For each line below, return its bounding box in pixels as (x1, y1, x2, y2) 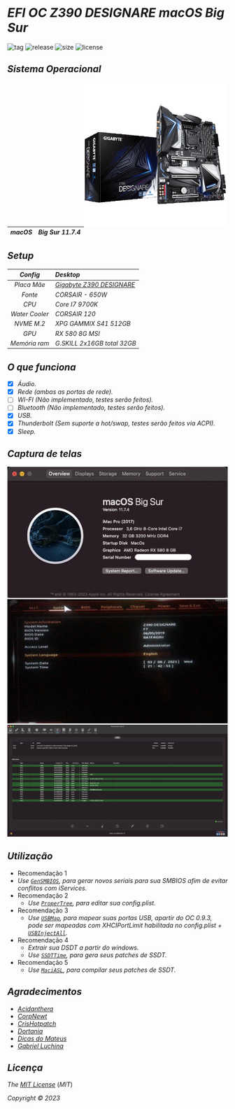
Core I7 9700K (55, 299, 99, 309)
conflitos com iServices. (17, 884, 87, 892)
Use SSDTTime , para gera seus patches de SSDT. (27, 950, 167, 959)
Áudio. (17, 380, 37, 388)
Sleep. (17, 427, 36, 435)
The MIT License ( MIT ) (7, 1080, 73, 1089)
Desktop (55, 271, 80, 279)
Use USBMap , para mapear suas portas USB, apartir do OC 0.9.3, (27, 913, 213, 921)
